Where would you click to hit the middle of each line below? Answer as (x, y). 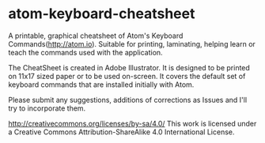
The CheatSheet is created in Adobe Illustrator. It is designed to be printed (129, 67)
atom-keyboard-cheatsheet (102, 14)
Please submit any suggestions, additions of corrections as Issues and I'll (128, 100)
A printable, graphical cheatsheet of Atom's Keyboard (96, 36)
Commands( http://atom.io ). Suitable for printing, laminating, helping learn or (132, 43)
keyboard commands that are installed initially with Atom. (101, 85)
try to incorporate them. (47, 108)
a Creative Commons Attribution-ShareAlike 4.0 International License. (121, 132)
